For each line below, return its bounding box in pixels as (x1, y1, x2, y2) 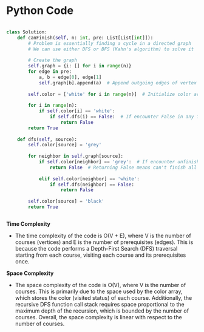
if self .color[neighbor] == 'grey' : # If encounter (38, 159, 175, 165)
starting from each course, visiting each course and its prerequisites (15, 251, 186, 259)
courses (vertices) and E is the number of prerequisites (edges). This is (15, 238, 194, 246)
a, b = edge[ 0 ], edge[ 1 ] (38, 74, 102, 80)
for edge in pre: (28, 69, 72, 75)
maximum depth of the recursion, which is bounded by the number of (15, 307, 189, 314)
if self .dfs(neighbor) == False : (49, 181, 135, 188)
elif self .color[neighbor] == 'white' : (38, 175, 140, 182)
